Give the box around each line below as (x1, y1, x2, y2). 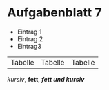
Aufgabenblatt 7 (7, 5, 102, 21)
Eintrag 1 (17, 27, 42, 36)
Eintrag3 (17, 42, 41, 50)
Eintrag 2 (17, 34, 43, 43)
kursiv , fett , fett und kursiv (7, 75, 85, 83)
